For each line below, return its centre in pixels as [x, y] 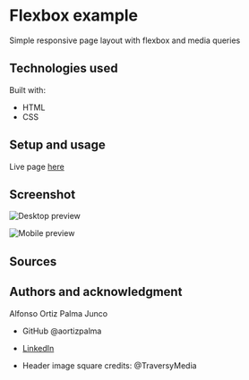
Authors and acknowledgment [96, 292]
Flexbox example [74, 16]
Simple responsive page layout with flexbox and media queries [125, 40]
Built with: [28, 89]
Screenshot [43, 194]
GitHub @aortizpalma [62, 331]
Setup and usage [57, 145]
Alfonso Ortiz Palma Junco [59, 313]
